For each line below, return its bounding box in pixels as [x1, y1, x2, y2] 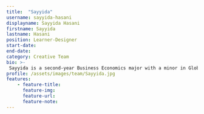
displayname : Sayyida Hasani [6, 20, 80, 26]
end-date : [6, 48, 32, 54]
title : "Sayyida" [6, 8, 53, 15]
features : [6, 76, 32, 82]
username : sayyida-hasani [6, 14, 72, 21]
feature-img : [22, 87, 56, 93]
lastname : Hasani [6, 31, 50, 37]
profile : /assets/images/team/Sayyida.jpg [6, 71, 115, 77]
